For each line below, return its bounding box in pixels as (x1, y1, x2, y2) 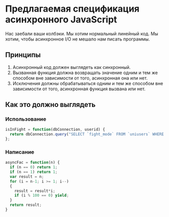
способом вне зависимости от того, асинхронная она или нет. (12, 75, 148, 81)
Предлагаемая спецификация (5, 3, 140, 15)
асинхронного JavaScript (5, 14, 117, 25)
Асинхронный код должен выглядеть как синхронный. (12, 64, 131, 70)
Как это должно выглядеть (5, 100, 96, 109)
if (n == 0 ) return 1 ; (10, 165, 58, 170)
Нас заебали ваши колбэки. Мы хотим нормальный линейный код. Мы (5, 30, 158, 37)
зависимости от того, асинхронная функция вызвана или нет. (12, 86, 146, 92)
